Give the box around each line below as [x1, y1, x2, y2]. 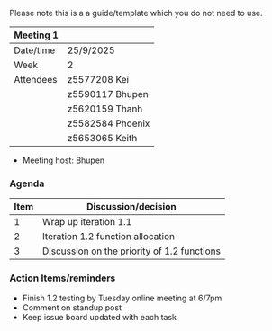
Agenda [9, 177, 45, 190]
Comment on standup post [22, 301, 122, 313]
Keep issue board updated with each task [22, 311, 177, 322]
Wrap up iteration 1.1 [41, 216, 132, 228]
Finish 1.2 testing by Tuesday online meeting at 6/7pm [22, 292, 222, 303]
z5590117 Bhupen [67, 88, 149, 100]
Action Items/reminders [9, 272, 116, 284]
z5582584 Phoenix [67, 117, 150, 130]
